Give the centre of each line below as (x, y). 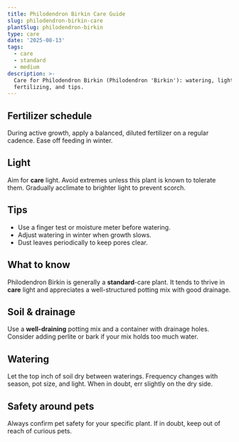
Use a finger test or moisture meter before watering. (94, 227)
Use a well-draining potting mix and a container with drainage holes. (108, 329)
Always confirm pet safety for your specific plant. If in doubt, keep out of (114, 423)
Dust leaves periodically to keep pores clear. (83, 242)
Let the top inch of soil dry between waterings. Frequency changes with (113, 376)
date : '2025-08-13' (36, 41)
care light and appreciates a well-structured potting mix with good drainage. (119, 289)
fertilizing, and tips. (49, 87)
